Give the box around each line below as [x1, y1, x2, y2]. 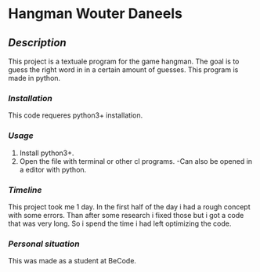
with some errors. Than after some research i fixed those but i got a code [8, 210, 244, 219]
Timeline [8, 184, 42, 195]
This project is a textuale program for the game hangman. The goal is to [8, 56, 240, 66]
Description [8, 36, 67, 49]
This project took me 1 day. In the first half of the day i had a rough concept [8, 201, 251, 212]
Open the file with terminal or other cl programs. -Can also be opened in [19, 156, 253, 165]
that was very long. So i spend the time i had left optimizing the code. [8, 219, 232, 228]
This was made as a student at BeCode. [8, 256, 137, 266]
